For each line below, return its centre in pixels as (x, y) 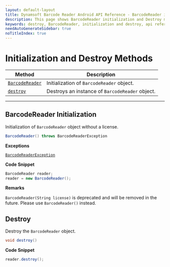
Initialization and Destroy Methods (79, 58)
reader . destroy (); (25, 259)
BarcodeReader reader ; (29, 173)
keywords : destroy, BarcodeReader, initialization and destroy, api (79, 24)
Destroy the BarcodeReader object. (40, 231)
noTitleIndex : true (26, 33)
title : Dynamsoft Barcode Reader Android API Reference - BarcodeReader (83, 15)
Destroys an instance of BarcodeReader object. (101, 91)
